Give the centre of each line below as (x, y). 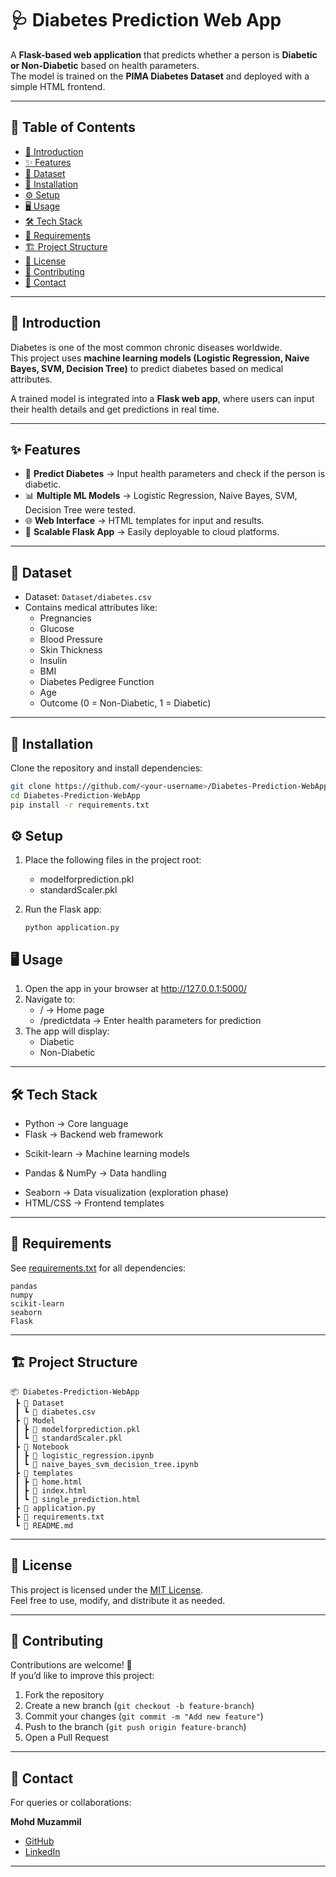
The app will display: (67, 1031)
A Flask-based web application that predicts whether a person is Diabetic (164, 54)
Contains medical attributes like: (91, 608)
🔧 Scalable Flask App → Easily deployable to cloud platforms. (152, 532)
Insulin (53, 661)
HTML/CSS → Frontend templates (94, 1203)
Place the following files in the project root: (113, 860)
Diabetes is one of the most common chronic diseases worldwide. (146, 347)
